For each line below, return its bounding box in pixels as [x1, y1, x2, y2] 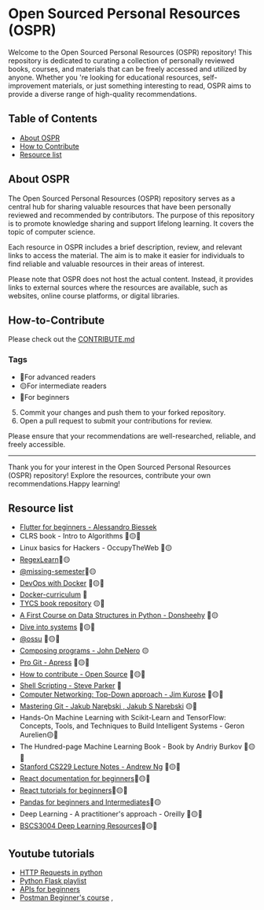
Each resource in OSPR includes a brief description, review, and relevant [8, 242, 243, 252]
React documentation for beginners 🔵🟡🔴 [19, 774, 151, 783]
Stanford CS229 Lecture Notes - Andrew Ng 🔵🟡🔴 [19, 762, 181, 771]
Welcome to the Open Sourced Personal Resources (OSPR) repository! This [8, 47, 253, 57]
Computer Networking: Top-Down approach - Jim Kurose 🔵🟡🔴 [19, 690, 224, 699]
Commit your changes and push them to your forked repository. [19, 407, 226, 417]
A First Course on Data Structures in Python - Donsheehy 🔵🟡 [19, 611, 218, 620]
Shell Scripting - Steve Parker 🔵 [19, 681, 122, 690]
